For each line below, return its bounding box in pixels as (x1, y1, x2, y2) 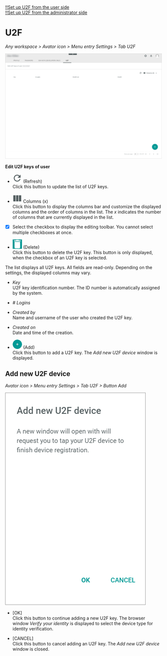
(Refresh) (23, 178, 42, 184)
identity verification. (12, 626, 54, 632)
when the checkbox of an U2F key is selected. (12, 255, 108, 261)
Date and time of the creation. (12, 329, 74, 336)
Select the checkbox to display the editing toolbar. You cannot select (12, 224, 153, 230)
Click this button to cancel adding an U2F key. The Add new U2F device (12, 641, 160, 647)
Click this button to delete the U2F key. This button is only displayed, (12, 250, 153, 256)
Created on (12, 325, 36, 330)
